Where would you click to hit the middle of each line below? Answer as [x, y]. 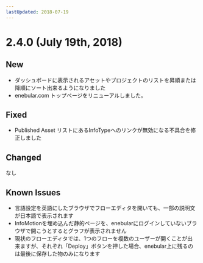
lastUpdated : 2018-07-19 [37, 12]
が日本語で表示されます [44, 216]
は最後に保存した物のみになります [57, 254]
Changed [23, 157]
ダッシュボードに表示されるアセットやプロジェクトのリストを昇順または [105, 80]
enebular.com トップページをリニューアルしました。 [80, 95]
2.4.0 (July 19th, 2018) [64, 42]
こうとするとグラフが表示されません [81, 231]
